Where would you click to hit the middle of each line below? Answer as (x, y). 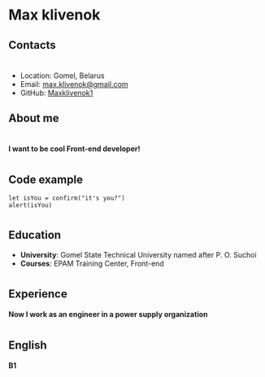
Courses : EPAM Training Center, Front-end (92, 263)
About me (34, 118)
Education (35, 235)
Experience (38, 294)
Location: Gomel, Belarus (62, 76)
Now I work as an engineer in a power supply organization (108, 314)
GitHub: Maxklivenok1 (56, 93)
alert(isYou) (30, 205)
